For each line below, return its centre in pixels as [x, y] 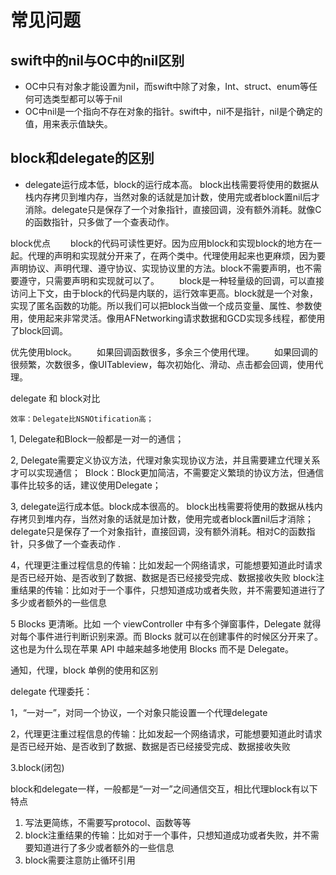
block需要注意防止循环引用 [80, 860]
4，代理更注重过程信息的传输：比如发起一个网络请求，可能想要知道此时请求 [166, 565]
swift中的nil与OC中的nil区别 [97, 60]
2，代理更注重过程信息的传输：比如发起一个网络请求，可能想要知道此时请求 [166, 733]
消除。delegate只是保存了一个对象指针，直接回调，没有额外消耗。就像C [173, 209]
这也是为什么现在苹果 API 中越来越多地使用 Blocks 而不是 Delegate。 [152, 648]
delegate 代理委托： [51, 691]
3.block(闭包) [37, 767]
